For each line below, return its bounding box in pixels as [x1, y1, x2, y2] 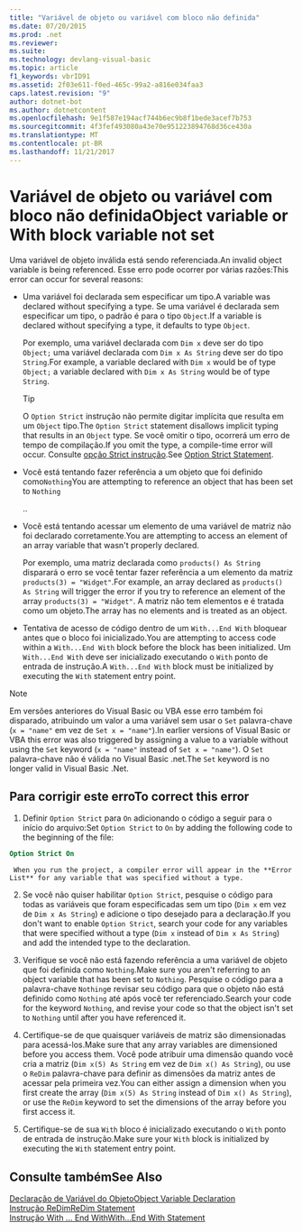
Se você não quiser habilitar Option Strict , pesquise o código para [22, 889, 273, 900]
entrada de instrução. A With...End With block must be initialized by [22, 660, 274, 672]
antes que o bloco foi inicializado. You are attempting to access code [22, 632, 277, 643]
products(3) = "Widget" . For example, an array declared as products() [22, 576, 283, 587]
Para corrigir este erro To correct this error [9, 788, 250, 804]
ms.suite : [9, 47, 47, 56]
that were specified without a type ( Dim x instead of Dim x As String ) [22, 928, 280, 939]
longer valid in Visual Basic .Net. [9, 763, 129, 774]
